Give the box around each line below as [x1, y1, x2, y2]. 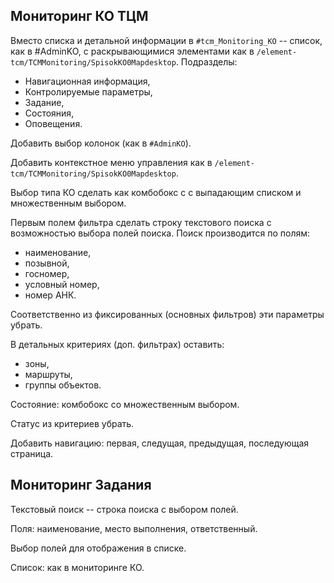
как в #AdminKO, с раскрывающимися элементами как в [10, 45, 255, 57]
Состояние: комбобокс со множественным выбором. [10, 398, 240, 410]
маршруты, [24, 368, 73, 380]
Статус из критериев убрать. [10, 417, 135, 429]
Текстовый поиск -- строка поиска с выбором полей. [10, 503, 239, 515]
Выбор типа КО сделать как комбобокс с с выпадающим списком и [10, 186, 302, 198]
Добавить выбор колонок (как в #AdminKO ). [10, 137, 192, 149]
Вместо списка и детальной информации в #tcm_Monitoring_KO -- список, [10, 34, 323, 46]
